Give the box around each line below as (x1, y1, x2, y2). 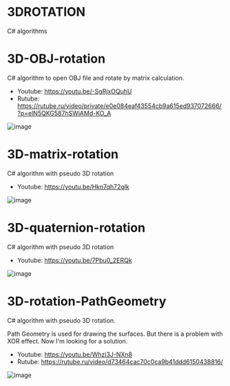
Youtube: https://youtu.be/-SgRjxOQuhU (17, 87, 132, 95)
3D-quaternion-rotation (7, 220, 146, 235)
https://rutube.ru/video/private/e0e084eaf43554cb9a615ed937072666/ (17, 101, 222, 110)
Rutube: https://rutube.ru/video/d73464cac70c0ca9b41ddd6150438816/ (17, 357, 224, 365)
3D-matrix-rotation (7, 147, 119, 162)
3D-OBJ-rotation (7, 51, 105, 67)
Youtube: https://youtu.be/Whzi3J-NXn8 (17, 350, 133, 358)
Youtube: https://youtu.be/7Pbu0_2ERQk (17, 256, 132, 264)
